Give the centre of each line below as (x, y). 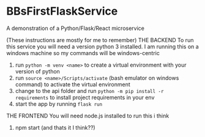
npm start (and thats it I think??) (55, 127)
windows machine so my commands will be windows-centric (83, 53)
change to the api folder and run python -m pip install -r (89, 91)
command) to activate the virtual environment (73, 84)
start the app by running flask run (59, 104)
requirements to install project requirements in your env (85, 97)
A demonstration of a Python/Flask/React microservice (76, 28)
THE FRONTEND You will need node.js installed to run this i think (88, 116)
